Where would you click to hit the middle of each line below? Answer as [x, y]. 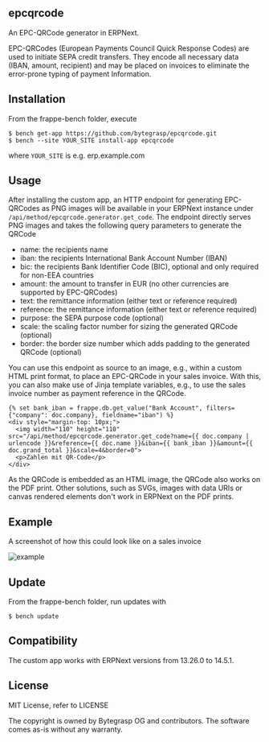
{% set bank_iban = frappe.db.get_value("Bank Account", [106, 408]
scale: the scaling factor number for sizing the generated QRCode [129, 327]
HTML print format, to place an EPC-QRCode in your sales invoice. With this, [135, 377]
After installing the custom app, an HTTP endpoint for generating [116, 200]
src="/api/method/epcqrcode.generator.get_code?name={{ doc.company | [129, 437]
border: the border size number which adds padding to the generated [135, 344]
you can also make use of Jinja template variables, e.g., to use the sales [127, 385]
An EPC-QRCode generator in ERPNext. [74, 32]
